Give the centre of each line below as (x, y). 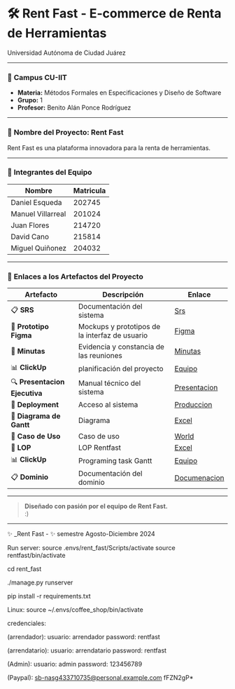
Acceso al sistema (108, 405)
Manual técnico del (109, 383)
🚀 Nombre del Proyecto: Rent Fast (65, 133)
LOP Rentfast (99, 448)
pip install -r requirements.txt (49, 596)
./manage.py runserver (40, 582)
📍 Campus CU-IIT (37, 77)
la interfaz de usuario (113, 335)
